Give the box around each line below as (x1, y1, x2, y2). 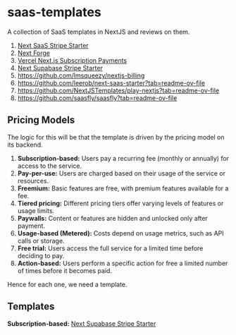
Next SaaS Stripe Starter (17, 41, 89, 49)
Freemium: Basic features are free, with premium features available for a (17, 184, 229, 193)
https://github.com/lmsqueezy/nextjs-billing (17, 71, 145, 80)
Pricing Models (7, 114, 75, 126)
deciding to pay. (17, 251, 65, 260)
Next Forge (17, 49, 51, 57)
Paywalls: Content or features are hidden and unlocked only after (17, 214, 208, 222)
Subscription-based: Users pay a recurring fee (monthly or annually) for (17, 154, 230, 162)
